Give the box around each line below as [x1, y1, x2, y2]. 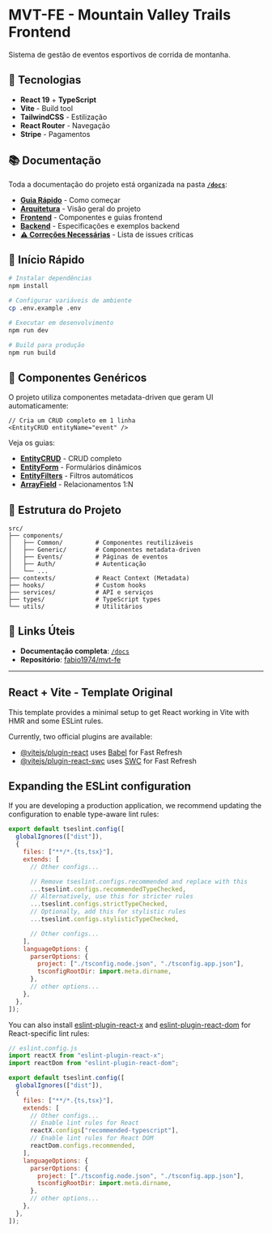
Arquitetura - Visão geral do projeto [19, 203, 142, 213]
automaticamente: [8, 401, 69, 411]
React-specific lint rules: [8, 1028, 90, 1038]
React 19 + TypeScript [19, 95, 97, 105]
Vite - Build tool [19, 103, 74, 113]
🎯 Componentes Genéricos [8, 370, 147, 384]
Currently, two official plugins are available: [8, 731, 153, 741]
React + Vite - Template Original [8, 686, 173, 700]
